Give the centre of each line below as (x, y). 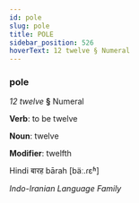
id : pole (26, 17)
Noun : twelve (35, 136)
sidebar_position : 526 (52, 42)
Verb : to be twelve (43, 119)
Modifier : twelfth (40, 154)
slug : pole (30, 26)
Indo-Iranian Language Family (65, 189)
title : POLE (31, 34)
